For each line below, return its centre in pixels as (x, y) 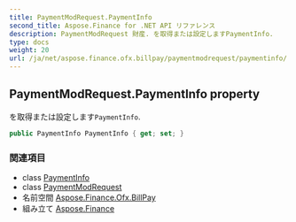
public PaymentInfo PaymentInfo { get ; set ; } (97, 134)
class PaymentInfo (56, 177)
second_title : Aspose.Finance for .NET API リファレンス (112, 26)
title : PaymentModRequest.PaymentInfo (81, 17)
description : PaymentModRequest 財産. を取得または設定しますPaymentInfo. (141, 34)
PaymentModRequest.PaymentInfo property (135, 94)
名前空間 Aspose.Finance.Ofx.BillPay (89, 197)
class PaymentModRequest (72, 187)
